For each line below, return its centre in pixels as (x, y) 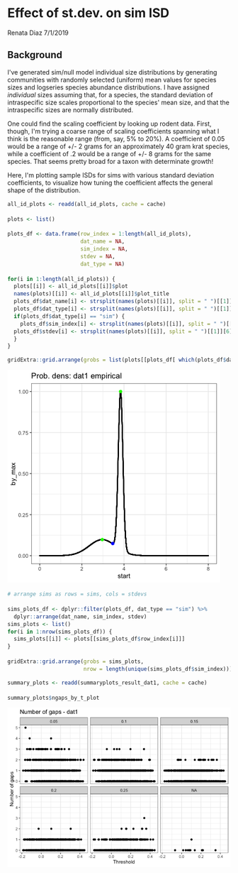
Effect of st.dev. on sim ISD (89, 13)
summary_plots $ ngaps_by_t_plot (53, 698)
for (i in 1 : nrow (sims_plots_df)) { (60, 632)
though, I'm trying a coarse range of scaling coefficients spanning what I (113, 131)
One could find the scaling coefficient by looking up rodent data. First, (109, 123)
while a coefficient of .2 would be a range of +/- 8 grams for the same (109, 153)
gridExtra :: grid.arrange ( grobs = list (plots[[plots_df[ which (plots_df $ (117, 360)
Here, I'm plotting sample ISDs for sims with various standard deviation (111, 175)
